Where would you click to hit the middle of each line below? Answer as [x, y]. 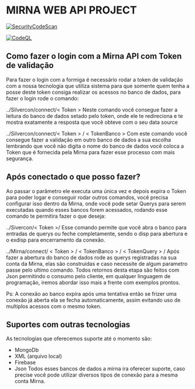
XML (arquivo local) [38, 356]
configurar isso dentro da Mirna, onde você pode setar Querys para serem [96, 204]
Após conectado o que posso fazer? [73, 177]
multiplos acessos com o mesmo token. [54, 306]
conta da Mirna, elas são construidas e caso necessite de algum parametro [97, 263]
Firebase [25, 363]
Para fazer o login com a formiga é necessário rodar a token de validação [95, 79]
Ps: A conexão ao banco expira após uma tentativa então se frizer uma [91, 293]
